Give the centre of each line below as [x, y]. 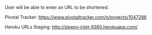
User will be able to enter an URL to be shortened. [57, 7]
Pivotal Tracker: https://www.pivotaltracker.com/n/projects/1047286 [76, 17]
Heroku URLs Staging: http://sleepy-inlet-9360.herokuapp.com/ [71, 27]
